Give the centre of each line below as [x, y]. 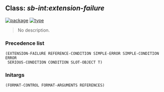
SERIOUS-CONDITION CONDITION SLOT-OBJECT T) [55, 62]
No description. [34, 30]
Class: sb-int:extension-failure [55, 8]
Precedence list [25, 43]
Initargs [15, 75]
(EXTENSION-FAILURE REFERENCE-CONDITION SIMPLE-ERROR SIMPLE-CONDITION [82, 54]
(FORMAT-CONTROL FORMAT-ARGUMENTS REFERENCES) [55, 85]
